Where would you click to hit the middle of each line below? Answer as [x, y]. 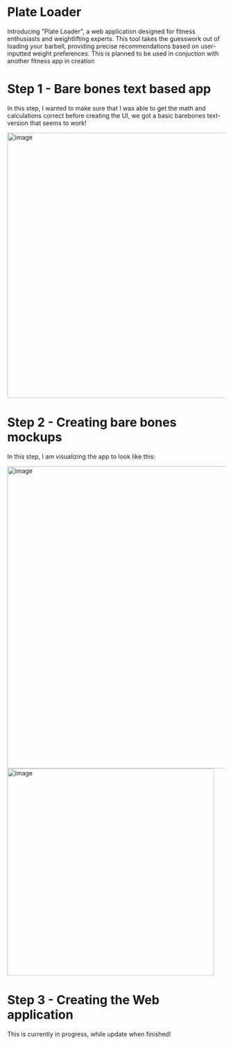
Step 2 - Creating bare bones [92, 423]
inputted [19, 54]
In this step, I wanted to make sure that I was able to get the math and [106, 108]
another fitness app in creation [51, 60]
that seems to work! [58, 123]
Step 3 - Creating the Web [83, 1000]
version [18, 123]
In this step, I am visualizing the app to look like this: [81, 456]
